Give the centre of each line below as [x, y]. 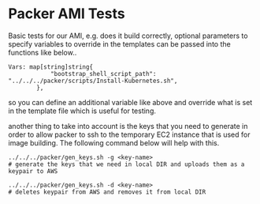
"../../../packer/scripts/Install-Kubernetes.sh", [93, 81]
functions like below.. [43, 52]
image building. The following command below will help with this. [114, 142]
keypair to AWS [33, 171]
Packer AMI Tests [67, 14]
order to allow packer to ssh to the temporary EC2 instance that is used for [129, 134]
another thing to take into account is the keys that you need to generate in [128, 126]
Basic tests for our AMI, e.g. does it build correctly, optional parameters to [128, 36]
